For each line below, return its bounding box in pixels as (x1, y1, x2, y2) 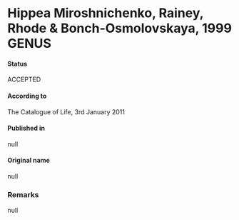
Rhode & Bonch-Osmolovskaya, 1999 (7, 20, 232, 36)
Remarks (7, 189, 39, 199)
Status (7, 59, 28, 68)
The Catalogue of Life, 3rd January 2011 (7, 107, 125, 116)
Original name (7, 156, 50, 165)
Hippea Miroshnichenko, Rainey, (7, 5, 204, 21)
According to (7, 91, 47, 100)
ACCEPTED (7, 75, 41, 84)
